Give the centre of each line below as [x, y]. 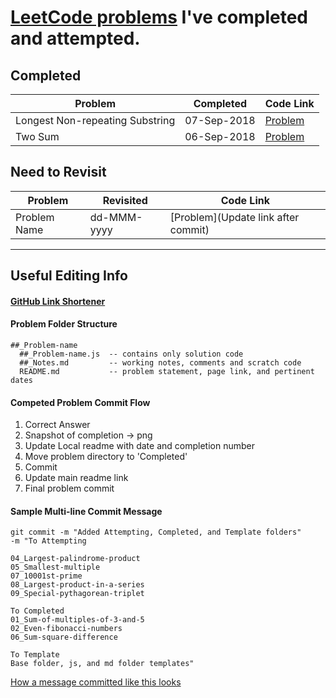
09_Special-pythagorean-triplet [77, 594]
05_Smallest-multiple [55, 567]
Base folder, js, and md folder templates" [102, 664]
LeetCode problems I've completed [159, 17]
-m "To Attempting [48, 541]
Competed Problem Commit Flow [80, 402]
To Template [35, 655]
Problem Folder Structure [64, 324]
